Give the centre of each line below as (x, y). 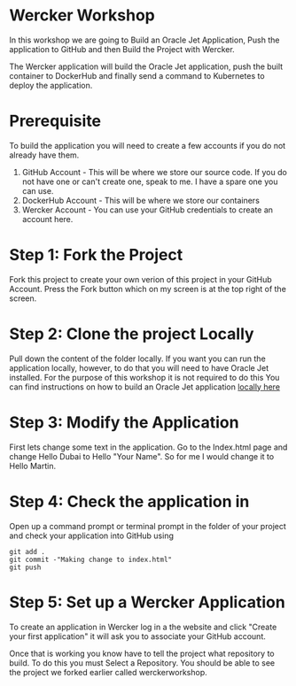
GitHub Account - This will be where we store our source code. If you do (155, 172)
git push (25, 567)
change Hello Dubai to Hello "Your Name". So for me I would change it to (142, 456)
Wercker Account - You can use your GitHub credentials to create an (147, 210)
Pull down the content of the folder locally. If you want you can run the (137, 358)
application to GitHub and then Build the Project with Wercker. (122, 49)
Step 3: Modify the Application (124, 422)
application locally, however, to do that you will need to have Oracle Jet (139, 367)
